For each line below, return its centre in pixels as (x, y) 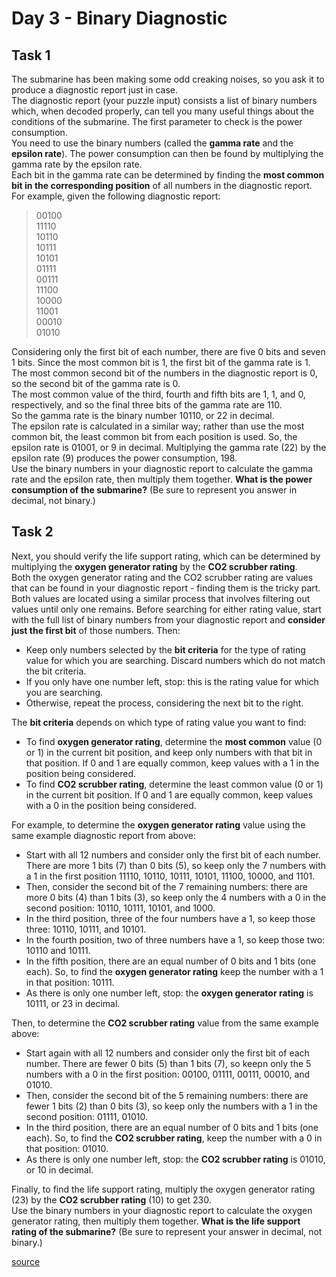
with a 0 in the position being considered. (111, 805)
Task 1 (31, 55)
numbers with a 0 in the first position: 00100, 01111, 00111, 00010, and (168, 1074)
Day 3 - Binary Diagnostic (119, 18)
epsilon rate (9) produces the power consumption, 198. (124, 458)
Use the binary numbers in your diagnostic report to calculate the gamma (162, 468)
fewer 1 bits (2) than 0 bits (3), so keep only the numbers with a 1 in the (172, 1106)
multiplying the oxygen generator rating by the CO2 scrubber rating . (154, 566)
